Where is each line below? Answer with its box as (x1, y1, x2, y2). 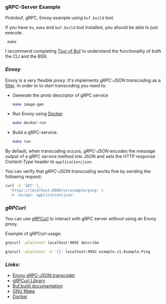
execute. (5, 30, 23, 36)
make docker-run (12, 121, 46, 126)
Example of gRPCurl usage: (5, 231, 61, 237)
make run (12, 139, 31, 144)
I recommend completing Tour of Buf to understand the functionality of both (5, 48, 162, 54)
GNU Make (12, 288, 35, 295)
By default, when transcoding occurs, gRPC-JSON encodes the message (5, 148, 156, 154)
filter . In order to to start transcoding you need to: (5, 82, 107, 88)
